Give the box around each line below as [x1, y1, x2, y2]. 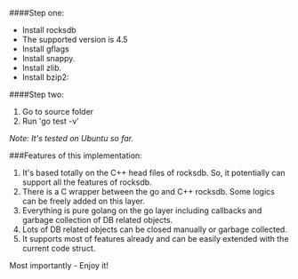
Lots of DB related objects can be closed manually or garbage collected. [21, 224, 287, 235]
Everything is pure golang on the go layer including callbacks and [21, 205, 262, 216]
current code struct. [21, 243, 96, 253]
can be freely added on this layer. [21, 195, 145, 206]
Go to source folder [21, 107, 94, 116]
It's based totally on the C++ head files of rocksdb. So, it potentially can [21, 168, 286, 178]
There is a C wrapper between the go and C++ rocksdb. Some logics [21, 187, 276, 196]
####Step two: [9, 89, 64, 100]
